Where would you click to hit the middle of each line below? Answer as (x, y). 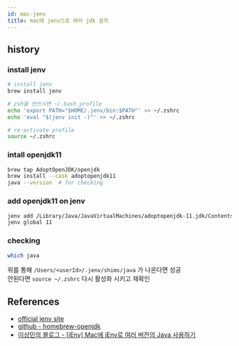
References (33, 302)
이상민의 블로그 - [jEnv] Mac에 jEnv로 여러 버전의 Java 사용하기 (107, 335)
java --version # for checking (55, 183)
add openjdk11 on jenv (46, 201)
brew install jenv (34, 91)
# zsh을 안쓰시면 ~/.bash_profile (55, 104)
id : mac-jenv (27, 14)
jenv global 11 (30, 222)
